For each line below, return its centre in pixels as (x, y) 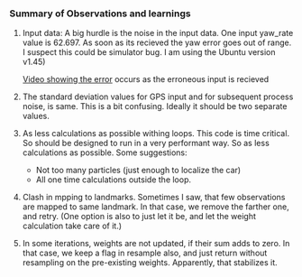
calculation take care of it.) (72, 226)
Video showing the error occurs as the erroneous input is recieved (146, 79)
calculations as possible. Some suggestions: (105, 152)
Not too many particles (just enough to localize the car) (138, 171)
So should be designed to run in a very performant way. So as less (146, 143)
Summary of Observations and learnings (100, 14)
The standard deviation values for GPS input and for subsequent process (158, 97)
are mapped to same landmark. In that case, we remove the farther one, (156, 207)
